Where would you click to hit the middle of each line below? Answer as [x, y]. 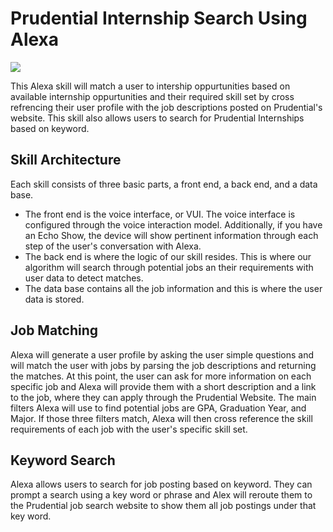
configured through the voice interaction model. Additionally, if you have [173, 224]
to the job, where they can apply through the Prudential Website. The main [163, 397]
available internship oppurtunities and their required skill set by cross [152, 96]
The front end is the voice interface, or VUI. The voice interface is [160, 214]
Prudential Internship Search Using [159, 18]
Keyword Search [63, 460]
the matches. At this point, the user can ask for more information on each [161, 376]
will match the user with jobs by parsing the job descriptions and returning [163, 365]
